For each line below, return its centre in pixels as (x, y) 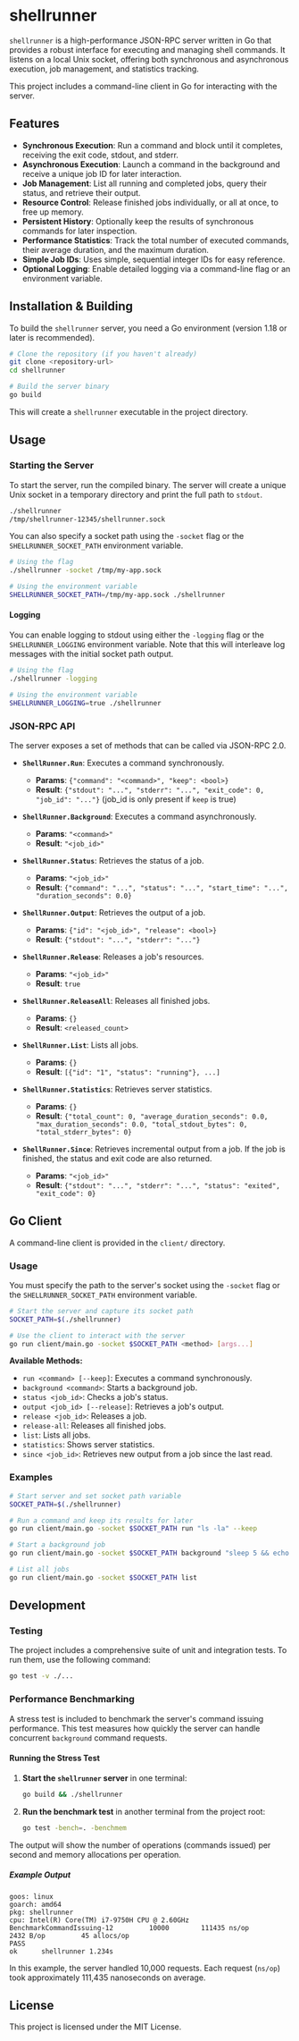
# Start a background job (57, 1545)
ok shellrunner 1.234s (62, 1951)
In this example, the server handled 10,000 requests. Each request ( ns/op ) (145, 1968)
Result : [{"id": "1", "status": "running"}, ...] (128, 1071)
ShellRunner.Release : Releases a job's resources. (113, 957)
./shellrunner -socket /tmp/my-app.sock (86, 570)
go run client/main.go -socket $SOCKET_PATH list (104, 1577)
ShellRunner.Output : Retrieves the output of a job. (114, 912)
